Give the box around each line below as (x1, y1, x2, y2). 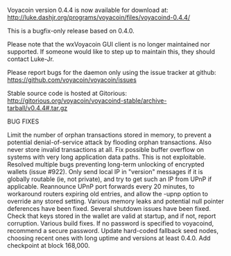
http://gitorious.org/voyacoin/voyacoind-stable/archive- (7, 96, 167, 105)
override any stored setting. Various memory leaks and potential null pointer (7, 197, 224, 205)
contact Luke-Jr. (7, 55, 54, 63)
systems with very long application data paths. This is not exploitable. (7, 153, 206, 161)
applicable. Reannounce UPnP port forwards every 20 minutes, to (7, 182, 195, 190)
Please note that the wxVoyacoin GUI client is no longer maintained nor (7, 40, 210, 48)
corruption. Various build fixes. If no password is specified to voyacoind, (7, 219, 214, 228)
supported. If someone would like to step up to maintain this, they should (7, 48, 215, 56)
